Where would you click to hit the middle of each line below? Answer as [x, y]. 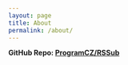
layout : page [30, 15]
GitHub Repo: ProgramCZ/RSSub [64, 53]
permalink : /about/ [41, 30]
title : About [30, 23]
